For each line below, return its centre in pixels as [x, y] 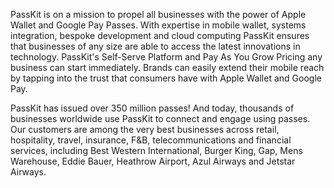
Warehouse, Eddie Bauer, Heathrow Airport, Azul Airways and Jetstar [153, 161]
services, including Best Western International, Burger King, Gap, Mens [156, 150]
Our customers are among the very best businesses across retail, [145, 129]
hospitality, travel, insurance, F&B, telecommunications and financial [151, 140]
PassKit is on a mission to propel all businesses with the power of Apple [158, 14]
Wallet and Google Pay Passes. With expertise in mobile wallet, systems [158, 25]
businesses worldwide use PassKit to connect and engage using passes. [160, 118]
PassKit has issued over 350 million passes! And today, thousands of [152, 108]
